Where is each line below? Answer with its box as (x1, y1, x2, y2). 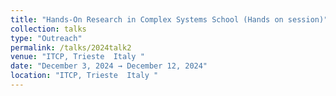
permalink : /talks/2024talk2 (10, 42, 132, 53)
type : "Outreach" (10, 33, 83, 43)
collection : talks (10, 24, 87, 34)
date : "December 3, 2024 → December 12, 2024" (10, 61, 208, 71)
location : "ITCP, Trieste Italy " (10, 71, 159, 81)
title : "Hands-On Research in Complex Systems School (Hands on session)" (10, 14, 329, 25)
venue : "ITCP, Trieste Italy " (10, 52, 145, 62)
